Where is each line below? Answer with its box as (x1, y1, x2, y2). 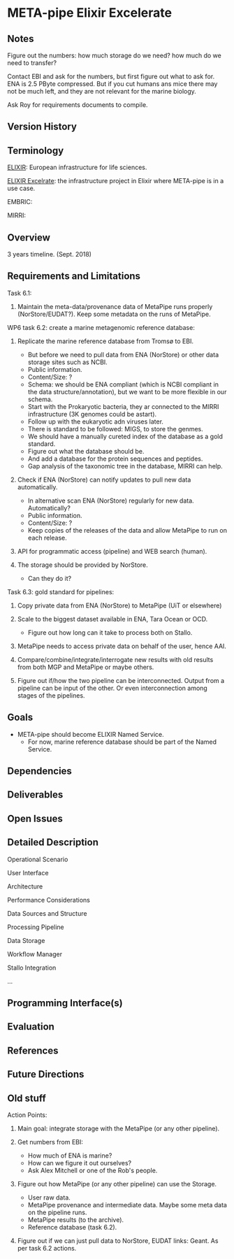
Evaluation (7, 1021, 54, 1033)
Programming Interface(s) (7, 998, 124, 1009)
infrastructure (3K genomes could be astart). (27, 410, 157, 418)
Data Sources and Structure (7, 909, 87, 917)
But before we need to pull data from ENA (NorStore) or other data (27, 350, 219, 359)
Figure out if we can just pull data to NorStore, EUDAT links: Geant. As (17, 1237, 219, 1245)
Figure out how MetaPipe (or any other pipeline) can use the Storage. (17, 1180, 217, 1188)
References (7, 1044, 59, 1056)
